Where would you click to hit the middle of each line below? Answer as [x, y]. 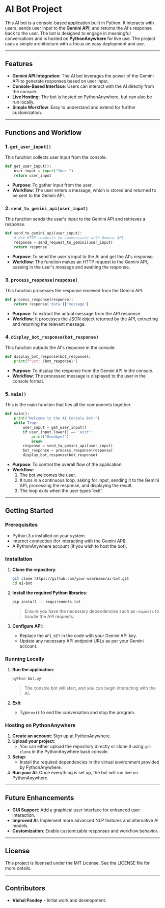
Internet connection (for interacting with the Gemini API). [69, 541]
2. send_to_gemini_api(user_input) [47, 208]
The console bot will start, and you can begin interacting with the [90, 688]
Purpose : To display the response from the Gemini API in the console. [83, 371]
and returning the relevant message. [49, 324]
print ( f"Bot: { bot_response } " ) [46, 361]
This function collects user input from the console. [56, 157]
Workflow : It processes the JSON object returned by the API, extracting [85, 319]
